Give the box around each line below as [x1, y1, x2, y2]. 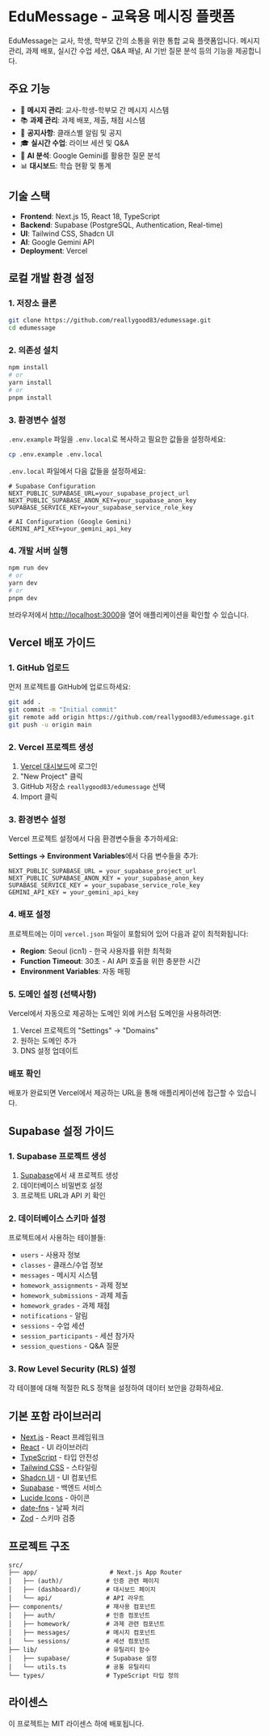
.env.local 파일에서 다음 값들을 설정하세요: [8, 466, 146, 476]
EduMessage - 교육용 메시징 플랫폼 [8, 7, 236, 26]
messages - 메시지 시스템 [19, 1270, 99, 1280]
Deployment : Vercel [19, 245, 88, 255]
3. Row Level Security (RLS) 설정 [8, 1363, 136, 1375]
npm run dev [8, 564, 48, 572]
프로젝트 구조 [8, 1539, 70, 1553]
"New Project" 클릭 [19, 771, 83, 781]
